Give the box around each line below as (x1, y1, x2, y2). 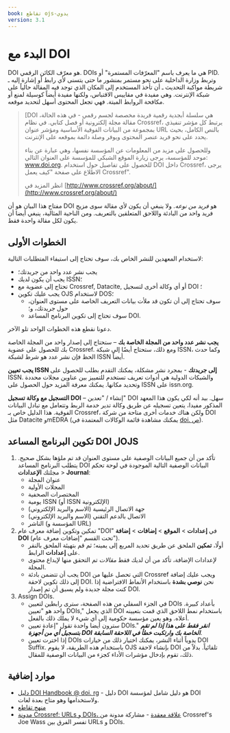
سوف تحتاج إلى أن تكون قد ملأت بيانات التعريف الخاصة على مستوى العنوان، (27, 297, 221, 305)
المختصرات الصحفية (27, 490, 79, 498)
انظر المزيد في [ (24, 181, 67, 189)
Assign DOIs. (17, 592, 55, 601)
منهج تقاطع (17, 703, 47, 711)
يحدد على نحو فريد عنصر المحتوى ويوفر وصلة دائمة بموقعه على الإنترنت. (24, 133, 208, 141)
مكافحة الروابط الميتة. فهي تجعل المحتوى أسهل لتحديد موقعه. (8, 97, 165, 106)
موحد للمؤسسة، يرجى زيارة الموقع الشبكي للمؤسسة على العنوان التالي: (24, 154, 208, 162)
